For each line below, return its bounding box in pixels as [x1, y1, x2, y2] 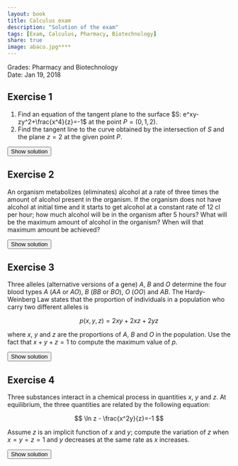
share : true [7, 37, 42, 44]
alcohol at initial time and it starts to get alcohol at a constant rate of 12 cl [7, 202, 221, 211]
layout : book [7, 10, 46, 18]
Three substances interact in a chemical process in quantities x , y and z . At [7, 393, 227, 401]
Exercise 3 [7, 261, 55, 273]
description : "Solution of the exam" [7, 23, 119, 31]
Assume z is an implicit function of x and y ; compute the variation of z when [7, 428, 229, 437]
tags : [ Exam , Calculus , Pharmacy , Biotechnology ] [7, 30, 157, 38]
